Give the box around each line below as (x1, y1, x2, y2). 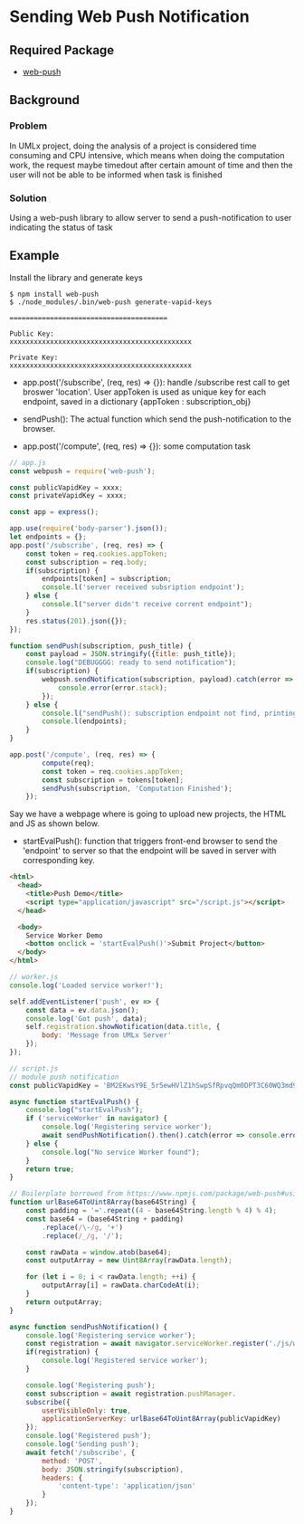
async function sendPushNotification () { (9, 1322, 168, 1331)
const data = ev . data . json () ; (25, 1005, 140, 1014)
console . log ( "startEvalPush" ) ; (25, 1106, 144, 1115)
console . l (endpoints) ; (42, 717, 128, 726)
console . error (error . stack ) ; (57, 683, 168, 692)
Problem (9, 119, 48, 132)
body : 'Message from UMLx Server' (42, 1031, 172, 1040)
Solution (9, 192, 48, 205)
